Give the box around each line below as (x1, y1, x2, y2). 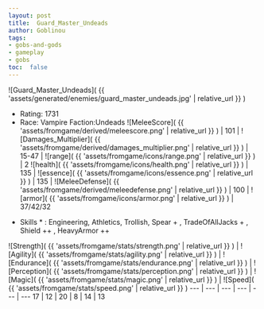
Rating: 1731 (19, 109, 60, 118)
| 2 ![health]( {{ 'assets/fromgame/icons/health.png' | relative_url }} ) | (19, 160, 249, 169)
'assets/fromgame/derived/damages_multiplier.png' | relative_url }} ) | (19, 142, 249, 152)
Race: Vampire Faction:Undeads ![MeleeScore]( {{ (19, 117, 184, 127)
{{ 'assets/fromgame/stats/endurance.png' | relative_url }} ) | (52, 257, 252, 267)
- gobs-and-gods (8, 41, 62, 49)
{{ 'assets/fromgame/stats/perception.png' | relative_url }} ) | (52, 266, 253, 276)
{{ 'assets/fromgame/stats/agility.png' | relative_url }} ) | (38, 249, 221, 259)
